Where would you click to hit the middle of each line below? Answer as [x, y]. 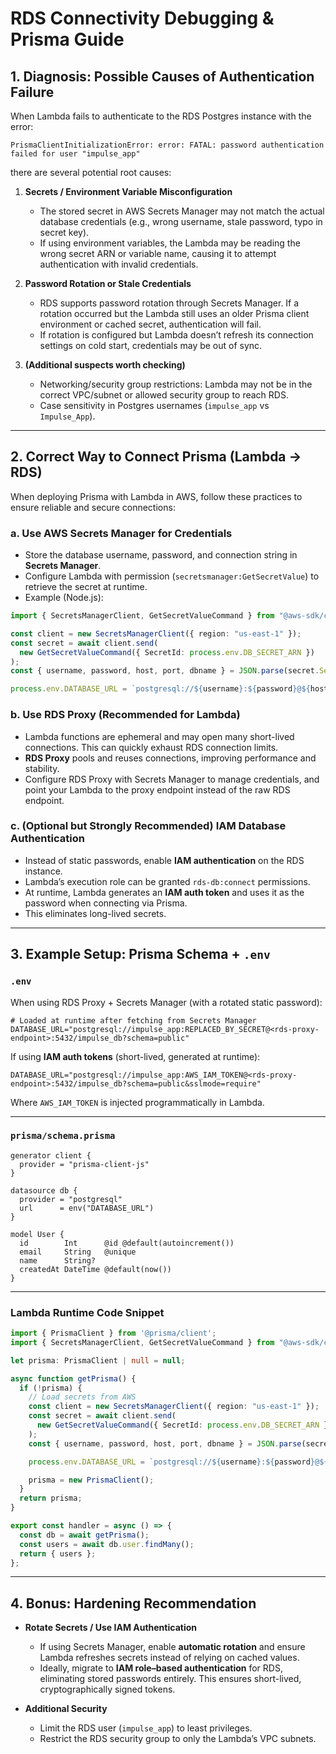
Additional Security [66, 1709]
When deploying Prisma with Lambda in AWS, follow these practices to [156, 496]
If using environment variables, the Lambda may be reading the [170, 243]
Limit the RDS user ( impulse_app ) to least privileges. [146, 1728]
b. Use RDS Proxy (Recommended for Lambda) [125, 715]
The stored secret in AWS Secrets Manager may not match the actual [182, 211]
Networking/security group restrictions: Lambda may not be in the [176, 384]
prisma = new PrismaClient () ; [91, 1480]
